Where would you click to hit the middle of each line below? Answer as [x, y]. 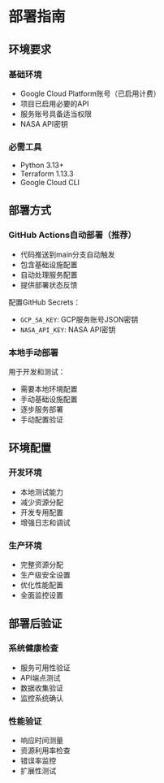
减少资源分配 [41, 502]
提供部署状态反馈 [49, 284]
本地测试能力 [41, 491]
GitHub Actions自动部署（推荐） [72, 235]
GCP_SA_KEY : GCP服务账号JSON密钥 [79, 319]
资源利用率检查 [45, 751]
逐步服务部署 [41, 409]
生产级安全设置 [45, 575]
